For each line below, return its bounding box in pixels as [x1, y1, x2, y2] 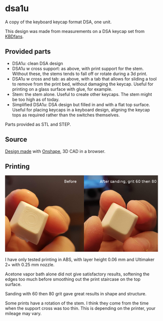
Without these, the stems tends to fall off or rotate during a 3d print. [12, 71, 148, 77]
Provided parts [5, 48, 51, 56]
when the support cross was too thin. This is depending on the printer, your [5, 305, 156, 311]
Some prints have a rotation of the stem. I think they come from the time [5, 300, 149, 306]
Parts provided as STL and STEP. [5, 121, 71, 127]
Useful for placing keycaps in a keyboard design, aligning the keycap [12, 107, 150, 112]
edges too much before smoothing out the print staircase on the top [5, 276, 141, 282]
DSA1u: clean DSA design [12, 60, 63, 66]
